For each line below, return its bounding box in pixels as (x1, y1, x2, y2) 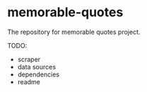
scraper (17, 54, 41, 64)
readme (17, 77, 40, 86)
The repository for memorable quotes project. (7, 28, 141, 36)
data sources (17, 62, 57, 71)
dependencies (17, 70, 60, 79)
